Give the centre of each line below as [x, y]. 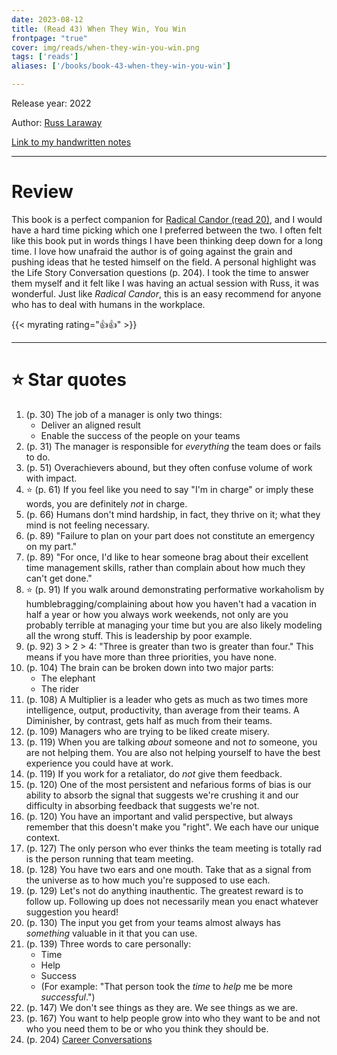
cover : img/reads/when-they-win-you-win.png [105, 47]
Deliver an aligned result [90, 425]
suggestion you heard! [72, 912]
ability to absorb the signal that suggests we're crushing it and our [162, 795]
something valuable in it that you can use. [111, 933]
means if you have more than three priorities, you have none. [151, 657]
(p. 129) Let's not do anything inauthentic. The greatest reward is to [164, 890]
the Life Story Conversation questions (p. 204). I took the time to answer [160, 272]
